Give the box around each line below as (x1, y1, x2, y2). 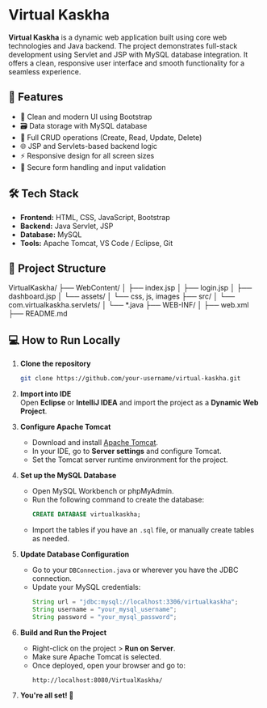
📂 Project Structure (8, 261, 106, 275)
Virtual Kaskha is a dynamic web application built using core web (8, 32, 227, 42)
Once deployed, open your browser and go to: (31, 660, 186, 670)
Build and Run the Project (19, 627, 107, 637)
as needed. (31, 533, 70, 543)
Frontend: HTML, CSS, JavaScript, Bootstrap (19, 212, 171, 222)
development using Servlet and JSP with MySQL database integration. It (8, 49, 248, 59)
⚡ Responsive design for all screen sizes (19, 151, 155, 160)
